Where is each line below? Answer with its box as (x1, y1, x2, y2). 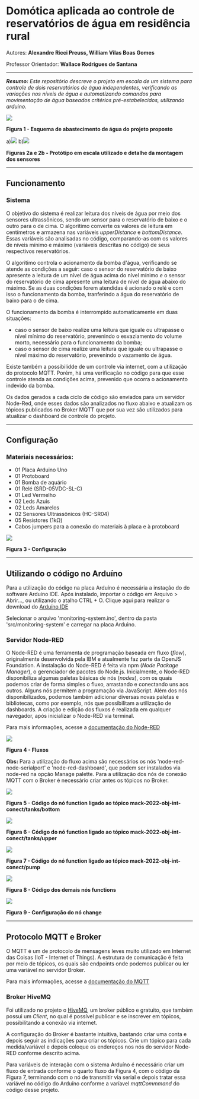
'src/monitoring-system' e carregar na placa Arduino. (6, 621, 136, 628)
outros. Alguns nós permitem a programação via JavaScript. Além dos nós (6, 687, 188, 694)
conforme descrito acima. (17, 1049, 81, 1056)
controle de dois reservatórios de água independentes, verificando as (6, 84, 178, 91)
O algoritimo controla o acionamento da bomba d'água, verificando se (6, 259, 177, 266)
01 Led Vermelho (14, 492, 56, 499)
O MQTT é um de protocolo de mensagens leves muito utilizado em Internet (6, 948, 191, 955)
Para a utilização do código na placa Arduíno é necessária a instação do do (6, 584, 190, 591)
